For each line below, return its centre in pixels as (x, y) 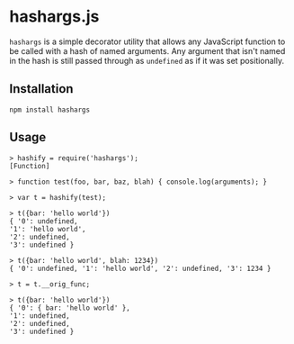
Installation (41, 89)
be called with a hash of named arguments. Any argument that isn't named (147, 50)
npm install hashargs (50, 110)
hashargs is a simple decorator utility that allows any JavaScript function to (147, 41)
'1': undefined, (40, 316)
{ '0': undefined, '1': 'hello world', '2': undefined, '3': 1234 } (140, 268)
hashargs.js (54, 17)
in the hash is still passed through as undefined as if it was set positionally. (147, 60)
